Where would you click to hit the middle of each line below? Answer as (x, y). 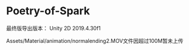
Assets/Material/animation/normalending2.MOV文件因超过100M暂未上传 (95, 40)
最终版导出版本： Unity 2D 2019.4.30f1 (54, 28)
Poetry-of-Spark (48, 11)
